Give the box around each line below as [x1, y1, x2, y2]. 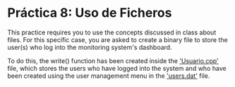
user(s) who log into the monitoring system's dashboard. [7, 43, 172, 51]
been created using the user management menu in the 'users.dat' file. [7, 72, 210, 80]
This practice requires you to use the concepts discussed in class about [7, 28, 217, 36]
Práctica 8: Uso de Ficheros [7, 5, 172, 21]
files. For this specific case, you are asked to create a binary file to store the [7, 35, 228, 43]
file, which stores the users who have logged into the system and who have [7, 64, 227, 72]
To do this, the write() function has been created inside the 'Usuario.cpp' [7, 56, 219, 65]
